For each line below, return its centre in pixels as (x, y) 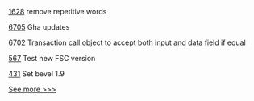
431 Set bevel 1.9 (36, 74)
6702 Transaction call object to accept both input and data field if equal (127, 42)
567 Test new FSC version (52, 58)
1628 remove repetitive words (58, 12)
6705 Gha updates (39, 27)
